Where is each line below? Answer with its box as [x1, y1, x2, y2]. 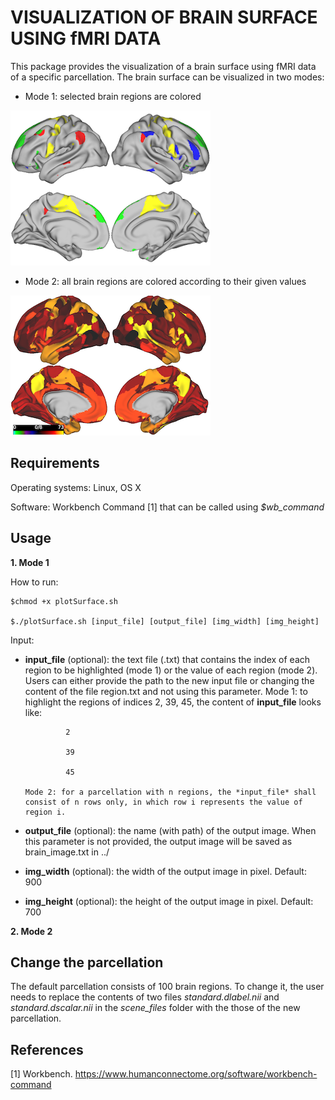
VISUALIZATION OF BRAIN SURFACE [10, 6, 318, 29]
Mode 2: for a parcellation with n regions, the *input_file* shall [24, 787, 317, 797]
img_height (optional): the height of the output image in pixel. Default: [24, 895, 314, 907]
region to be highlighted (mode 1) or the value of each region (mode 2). [24, 664, 318, 676]
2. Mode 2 [10, 925, 53, 937]
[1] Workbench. [10, 1068, 73, 1080]
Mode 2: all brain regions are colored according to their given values [24, 275, 307, 287]
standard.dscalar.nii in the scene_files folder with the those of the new [10, 1002, 301, 1014]
